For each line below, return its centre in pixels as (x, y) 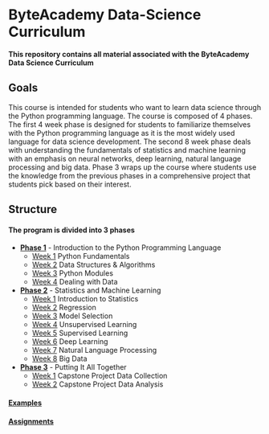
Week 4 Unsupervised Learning (84, 325)
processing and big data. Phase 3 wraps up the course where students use (132, 167)
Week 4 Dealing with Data (75, 282)
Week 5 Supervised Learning (80, 333)
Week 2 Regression (64, 308)
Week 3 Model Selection (72, 316)
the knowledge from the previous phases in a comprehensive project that (129, 175)
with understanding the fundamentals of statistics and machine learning (127, 149)
